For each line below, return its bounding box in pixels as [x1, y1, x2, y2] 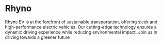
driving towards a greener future [5, 34, 70, 40]
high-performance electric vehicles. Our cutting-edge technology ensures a [5, 24, 157, 30]
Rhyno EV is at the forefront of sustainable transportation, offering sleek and [5, 19, 158, 25]
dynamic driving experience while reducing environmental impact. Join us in [5, 29, 158, 35]
